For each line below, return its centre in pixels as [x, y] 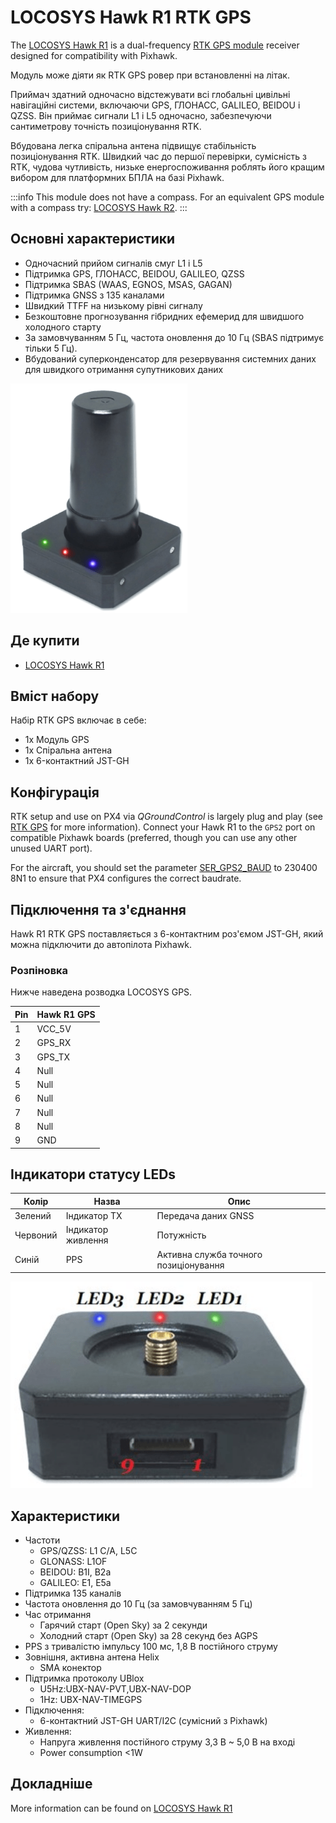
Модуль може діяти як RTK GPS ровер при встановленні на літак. [150, 75]
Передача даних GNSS [205, 1216]
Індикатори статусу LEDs [93, 1174]
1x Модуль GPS [57, 740]
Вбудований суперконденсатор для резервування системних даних [170, 358]
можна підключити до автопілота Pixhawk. [101, 944]
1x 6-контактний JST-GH [77, 761]
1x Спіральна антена [68, 750]
